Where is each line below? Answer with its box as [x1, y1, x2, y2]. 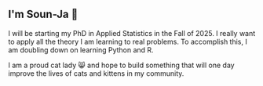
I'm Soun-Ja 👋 [8, 8, 79, 21]
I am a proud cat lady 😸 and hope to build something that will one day [8, 60, 235, 70]
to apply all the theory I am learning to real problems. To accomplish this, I [8, 37, 247, 46]
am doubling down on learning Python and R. [8, 45, 155, 55]
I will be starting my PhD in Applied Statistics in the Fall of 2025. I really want [8, 28, 256, 38]
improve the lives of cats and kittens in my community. [8, 68, 184, 78]
